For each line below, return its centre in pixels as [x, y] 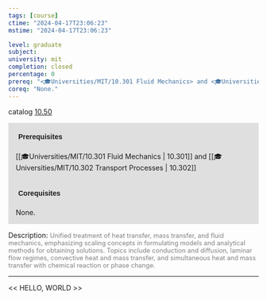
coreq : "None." [33, 89]
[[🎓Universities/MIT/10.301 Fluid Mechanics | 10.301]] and [111, 156]
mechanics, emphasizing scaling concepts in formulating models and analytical [127, 243]
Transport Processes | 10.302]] [146, 167]
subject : [23, 52]
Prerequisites [41, 137]
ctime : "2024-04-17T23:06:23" [58, 23]
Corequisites [40, 193]
